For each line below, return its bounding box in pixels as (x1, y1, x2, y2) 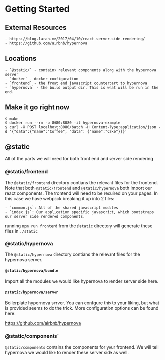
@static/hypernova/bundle (5, 268, 58, 273)
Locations (5, 54, 37, 63)
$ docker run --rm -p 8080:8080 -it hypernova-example (5, 120, 121, 125)
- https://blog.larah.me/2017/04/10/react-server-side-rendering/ (5, 36, 145, 41)
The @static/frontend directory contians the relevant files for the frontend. (5, 179, 158, 185)
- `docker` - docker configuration (5, 76, 79, 81)
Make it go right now (5, 103, 70, 112)
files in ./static (5, 228, 38, 234)
